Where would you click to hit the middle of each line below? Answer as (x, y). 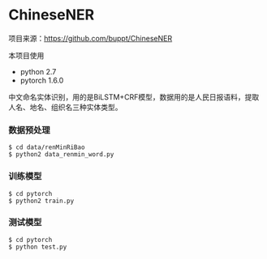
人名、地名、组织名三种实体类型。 (65, 107)
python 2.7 (38, 71)
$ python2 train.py (41, 201)
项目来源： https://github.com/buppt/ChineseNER (90, 38)
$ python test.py (38, 247)
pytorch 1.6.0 (42, 80)
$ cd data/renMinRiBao (47, 147)
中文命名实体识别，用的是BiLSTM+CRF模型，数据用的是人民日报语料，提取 (134, 97)
